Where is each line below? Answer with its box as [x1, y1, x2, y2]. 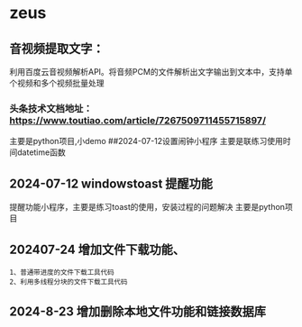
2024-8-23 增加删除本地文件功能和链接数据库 [9, 304, 267, 320]
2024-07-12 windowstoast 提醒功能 [9, 176, 214, 191]
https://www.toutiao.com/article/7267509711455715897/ [9, 114, 266, 126]
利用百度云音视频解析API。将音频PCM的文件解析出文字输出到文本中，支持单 [9, 67, 293, 77]
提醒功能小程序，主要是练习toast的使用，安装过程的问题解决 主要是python [9, 202, 286, 213]
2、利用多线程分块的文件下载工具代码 [9, 277, 128, 286]
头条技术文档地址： [9, 102, 93, 114]
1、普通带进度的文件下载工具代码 [9, 268, 114, 277]
